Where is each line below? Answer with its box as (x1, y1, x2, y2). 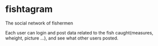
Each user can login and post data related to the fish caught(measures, (5, 29, 153, 35)
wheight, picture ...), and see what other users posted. (5, 35, 118, 41)
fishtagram (5, 3, 53, 15)
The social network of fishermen (5, 20, 73, 26)
